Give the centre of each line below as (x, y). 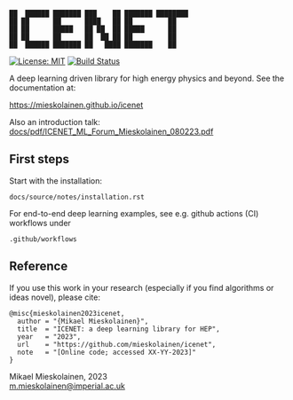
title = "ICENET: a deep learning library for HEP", (119, 329)
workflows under (40, 223)
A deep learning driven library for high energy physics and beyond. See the (147, 78)
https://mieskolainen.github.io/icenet (76, 105)
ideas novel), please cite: (55, 297)
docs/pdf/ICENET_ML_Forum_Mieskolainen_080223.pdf (111, 131)
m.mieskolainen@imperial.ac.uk (67, 386)
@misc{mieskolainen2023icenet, (67, 313)
